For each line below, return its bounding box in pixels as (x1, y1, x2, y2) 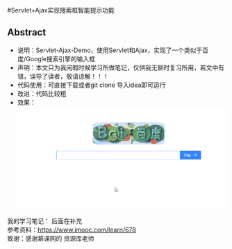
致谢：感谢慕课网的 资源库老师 (7, 234, 94, 243)
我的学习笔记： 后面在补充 (7, 217, 82, 225)
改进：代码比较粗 (17, 89, 67, 97)
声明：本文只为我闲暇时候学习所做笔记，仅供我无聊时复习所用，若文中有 (17, 63, 224, 72)
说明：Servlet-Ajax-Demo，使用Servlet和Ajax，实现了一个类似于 (17, 46, 203, 54)
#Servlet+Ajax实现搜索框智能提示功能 (7, 6, 115, 14)
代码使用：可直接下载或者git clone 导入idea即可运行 (17, 81, 166, 89)
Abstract (7, 26, 47, 38)
